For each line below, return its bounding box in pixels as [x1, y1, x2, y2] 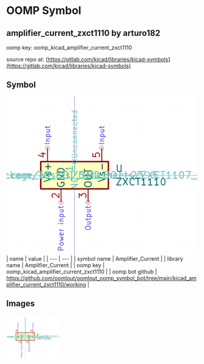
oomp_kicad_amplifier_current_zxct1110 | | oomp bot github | [6, 268, 157, 275]
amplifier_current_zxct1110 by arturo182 [6, 28, 161, 38]
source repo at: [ [6, 56, 48, 63]
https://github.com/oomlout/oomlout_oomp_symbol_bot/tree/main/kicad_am [6, 274, 197, 281]
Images [6, 298, 35, 309]
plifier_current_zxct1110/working [6, 281, 86, 288]
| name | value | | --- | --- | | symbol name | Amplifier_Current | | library [6, 255, 183, 262]
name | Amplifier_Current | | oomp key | [6, 261, 105, 269]
